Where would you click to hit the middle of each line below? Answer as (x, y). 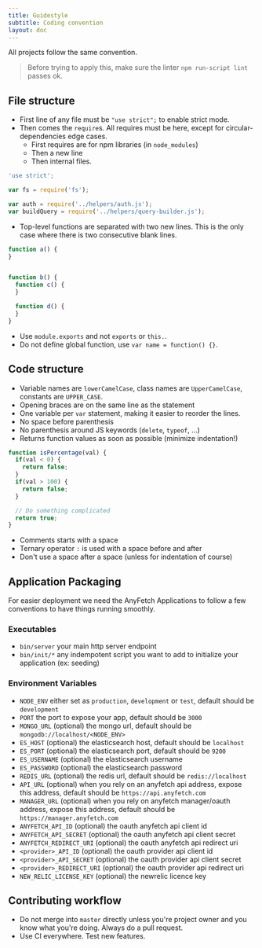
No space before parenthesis (67, 421)
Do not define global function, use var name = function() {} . (118, 344)
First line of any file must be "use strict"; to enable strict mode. (124, 119)
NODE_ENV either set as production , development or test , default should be (137, 700)
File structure (42, 100)
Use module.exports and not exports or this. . (93, 336)
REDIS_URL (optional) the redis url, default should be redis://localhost (133, 776)
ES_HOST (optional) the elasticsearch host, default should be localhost (132, 742)
